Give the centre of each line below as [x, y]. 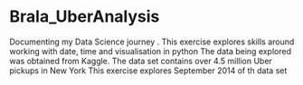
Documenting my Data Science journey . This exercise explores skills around [152, 42]
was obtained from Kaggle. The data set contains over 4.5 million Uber [141, 61]
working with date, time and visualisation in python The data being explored [151, 51]
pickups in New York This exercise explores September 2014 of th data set [148, 71]
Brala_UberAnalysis [85, 17]
